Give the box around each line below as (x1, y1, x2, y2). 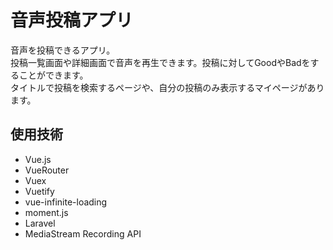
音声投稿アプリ (10, 9, 134, 32)
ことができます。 (18, 69, 89, 81)
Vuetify (24, 185, 55, 197)
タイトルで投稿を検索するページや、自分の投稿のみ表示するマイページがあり (10, 81, 325, 93)
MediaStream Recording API (24, 227, 142, 240)
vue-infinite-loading (24, 196, 108, 208)
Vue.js (24, 153, 52, 165)
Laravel (24, 217, 56, 229)
